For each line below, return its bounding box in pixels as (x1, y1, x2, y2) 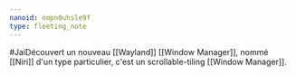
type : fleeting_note (9, 22, 88, 31)
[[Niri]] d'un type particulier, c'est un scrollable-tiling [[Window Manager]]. (9, 56, 287, 67)
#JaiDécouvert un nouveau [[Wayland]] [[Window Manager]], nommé (9, 46, 269, 57)
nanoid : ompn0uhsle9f (9, 13, 91, 23)
